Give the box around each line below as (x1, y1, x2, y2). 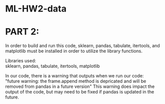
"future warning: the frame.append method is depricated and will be (5, 78, 147, 84)
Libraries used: (5, 58, 36, 64)
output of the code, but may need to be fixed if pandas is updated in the (5, 89, 154, 95)
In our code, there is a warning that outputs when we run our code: (5, 73, 144, 79)
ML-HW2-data (5, 3, 67, 15)
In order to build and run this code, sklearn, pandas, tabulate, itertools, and (5, 43, 160, 49)
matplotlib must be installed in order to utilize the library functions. (5, 48, 143, 54)
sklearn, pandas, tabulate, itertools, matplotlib (5, 63, 100, 69)
